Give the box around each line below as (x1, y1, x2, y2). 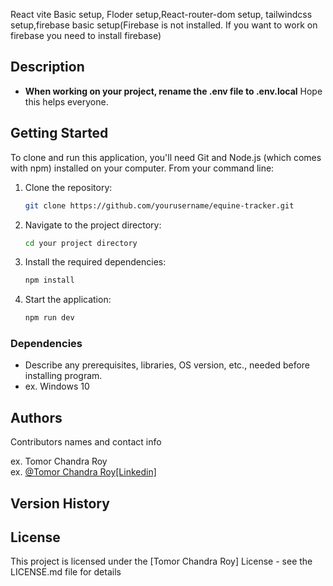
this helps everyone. (24, 95, 109, 108)
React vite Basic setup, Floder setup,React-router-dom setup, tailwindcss (10, 9, 313, 20)
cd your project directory (24, 238, 138, 248)
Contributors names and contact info (10, 436, 162, 448)
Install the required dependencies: (24, 256, 167, 268)
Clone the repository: (24, 181, 113, 193)
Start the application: (24, 294, 112, 306)
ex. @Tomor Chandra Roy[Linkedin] (10, 466, 157, 478)
